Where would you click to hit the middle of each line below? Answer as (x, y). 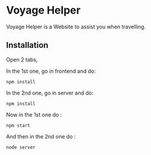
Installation (27, 45)
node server (21, 147)
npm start (18, 125)
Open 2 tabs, (22, 59)
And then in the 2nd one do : (41, 136)
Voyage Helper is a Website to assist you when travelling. (76, 27)
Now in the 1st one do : (34, 114)
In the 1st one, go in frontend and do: (51, 71)
